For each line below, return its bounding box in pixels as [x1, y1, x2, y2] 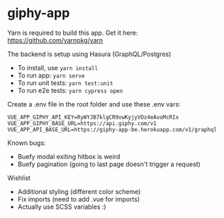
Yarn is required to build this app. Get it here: [7, 28, 138, 37]
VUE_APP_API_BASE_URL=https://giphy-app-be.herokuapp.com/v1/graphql [7, 126, 218, 133]
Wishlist [7, 173, 30, 182]
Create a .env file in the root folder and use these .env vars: [7, 99, 181, 108]
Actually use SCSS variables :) [17, 202, 106, 211]
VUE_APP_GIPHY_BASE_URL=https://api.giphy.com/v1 [7, 119, 157, 127]
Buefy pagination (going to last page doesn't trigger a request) [17, 160, 201, 168]
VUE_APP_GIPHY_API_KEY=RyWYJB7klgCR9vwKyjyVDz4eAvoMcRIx [7, 114, 179, 121]
